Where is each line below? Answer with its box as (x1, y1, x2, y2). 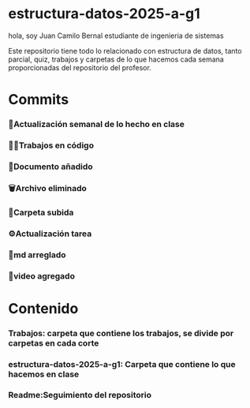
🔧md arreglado (8, 249, 66, 260)
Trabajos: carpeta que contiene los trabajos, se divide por (8, 328, 234, 339)
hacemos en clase (8, 369, 80, 380)
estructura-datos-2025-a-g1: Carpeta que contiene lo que (8, 358, 237, 369)
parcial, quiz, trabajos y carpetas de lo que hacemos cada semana (8, 54, 225, 64)
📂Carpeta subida (8, 207, 74, 218)
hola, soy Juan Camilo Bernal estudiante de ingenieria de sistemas (8, 31, 224, 40)
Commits (8, 91, 69, 109)
